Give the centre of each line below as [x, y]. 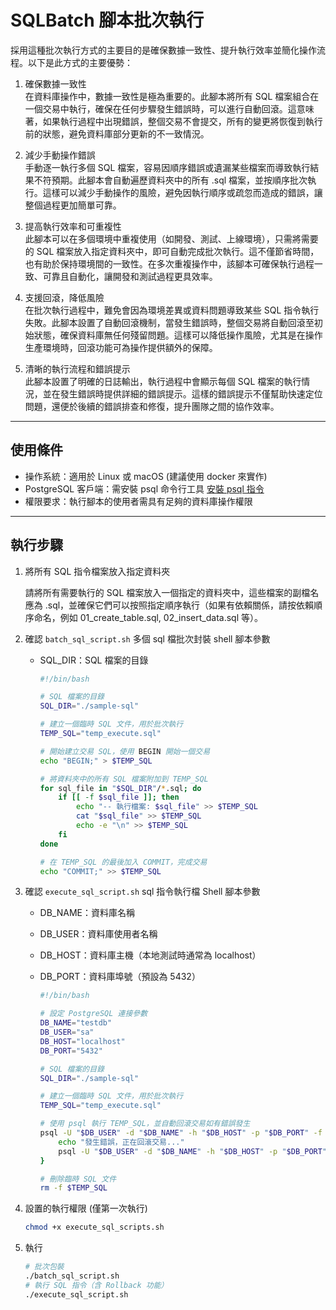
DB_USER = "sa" [67, 1032]
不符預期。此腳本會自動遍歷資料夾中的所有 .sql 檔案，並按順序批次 [170, 180]
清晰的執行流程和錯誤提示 [77, 368]
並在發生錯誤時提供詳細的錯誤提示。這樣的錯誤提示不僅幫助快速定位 [182, 393]
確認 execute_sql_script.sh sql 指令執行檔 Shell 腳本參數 [142, 892]
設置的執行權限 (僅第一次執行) [86, 1208]
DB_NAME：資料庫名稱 [87, 913]
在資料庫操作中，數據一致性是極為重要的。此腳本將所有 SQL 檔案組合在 [172, 96]
